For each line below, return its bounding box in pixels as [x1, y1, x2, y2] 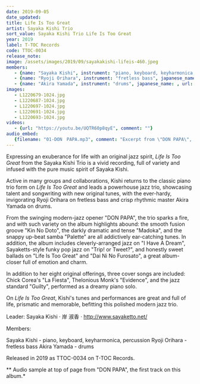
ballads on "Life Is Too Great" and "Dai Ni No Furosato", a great [6, 252, 161, 259]
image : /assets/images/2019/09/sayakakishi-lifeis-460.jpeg [6, 59, 159, 64]
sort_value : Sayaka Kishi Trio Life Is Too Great [6, 31, 132, 37]
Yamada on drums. [6, 202, 52, 210]
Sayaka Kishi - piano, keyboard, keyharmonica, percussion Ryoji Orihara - [6, 336, 187, 343]
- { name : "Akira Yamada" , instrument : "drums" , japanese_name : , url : [14, 81, 193, 87]
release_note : [6, 53, 42, 59]
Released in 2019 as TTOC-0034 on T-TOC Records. [6, 354, 135, 361]
